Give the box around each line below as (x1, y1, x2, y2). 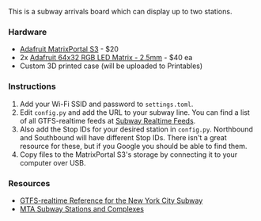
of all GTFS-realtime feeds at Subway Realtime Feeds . (19, 116, 196, 125)
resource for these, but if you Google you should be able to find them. (19, 141, 248, 151)
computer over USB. (19, 158, 86, 167)
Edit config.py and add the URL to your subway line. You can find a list (19, 107, 251, 117)
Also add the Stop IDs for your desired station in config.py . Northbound (19, 124, 253, 134)
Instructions (8, 81, 57, 92)
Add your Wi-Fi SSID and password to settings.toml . (19, 99, 194, 109)
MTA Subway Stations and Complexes (19, 204, 145, 213)
